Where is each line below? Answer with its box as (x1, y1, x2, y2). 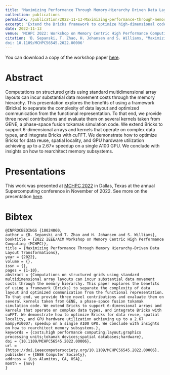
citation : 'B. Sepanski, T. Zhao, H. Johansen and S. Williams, (5, 36, 144, 41)
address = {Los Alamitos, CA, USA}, (5, 356, 82, 361)
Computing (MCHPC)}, (5, 241, 49, 246)
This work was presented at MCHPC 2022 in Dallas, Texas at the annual (5, 182, 155, 189)
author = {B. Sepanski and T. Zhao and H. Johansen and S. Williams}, (5, 232, 157, 237)
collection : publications (5, 12, 60, 17)
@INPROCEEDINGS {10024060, (5, 228, 62, 233)
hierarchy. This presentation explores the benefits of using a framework (5, 99, 155, 105)
